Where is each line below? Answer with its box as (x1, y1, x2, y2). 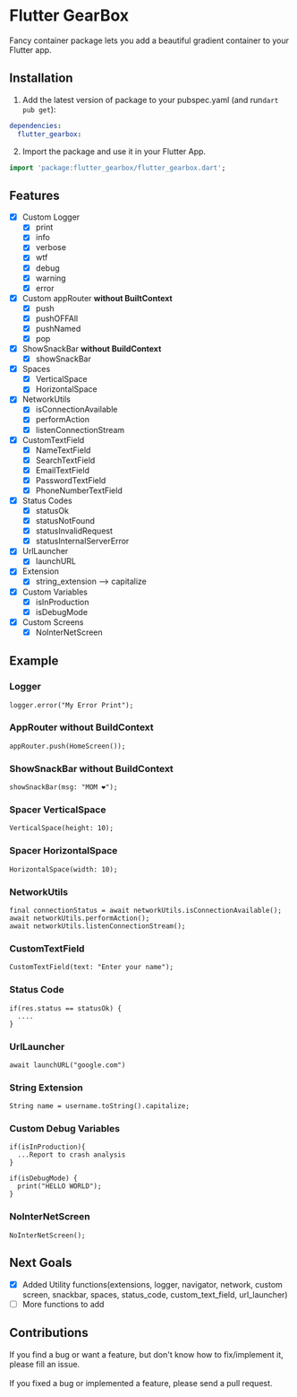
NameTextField (35, 445, 91, 456)
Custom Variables (21, 586, 88, 597)
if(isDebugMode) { (9, 1174, 78, 1184)
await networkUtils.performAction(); (9, 914, 150, 923)
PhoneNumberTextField (35, 485, 123, 496)
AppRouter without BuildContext (9, 721, 154, 733)
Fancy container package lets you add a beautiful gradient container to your (9, 35, 289, 46)
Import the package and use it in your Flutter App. (21, 145, 207, 157)
